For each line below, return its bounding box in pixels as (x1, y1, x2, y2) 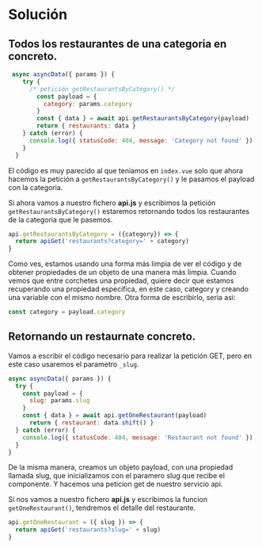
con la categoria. (8, 182, 63, 192)
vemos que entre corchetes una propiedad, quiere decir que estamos (8, 276, 235, 286)
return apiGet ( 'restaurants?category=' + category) (15, 238, 190, 245)
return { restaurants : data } (36, 122, 136, 130)
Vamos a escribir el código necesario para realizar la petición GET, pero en (8, 351, 253, 360)
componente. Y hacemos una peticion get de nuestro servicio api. (8, 479, 223, 489)
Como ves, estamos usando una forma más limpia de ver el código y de (8, 259, 242, 268)
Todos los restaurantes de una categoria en (8, 37, 227, 51)
